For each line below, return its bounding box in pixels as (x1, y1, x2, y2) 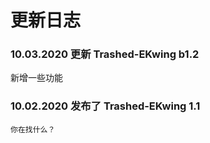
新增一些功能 (10, 72, 63, 84)
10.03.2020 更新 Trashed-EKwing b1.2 (10, 47, 200, 61)
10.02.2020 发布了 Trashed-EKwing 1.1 (10, 99, 201, 113)
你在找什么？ (10, 124, 56, 135)
